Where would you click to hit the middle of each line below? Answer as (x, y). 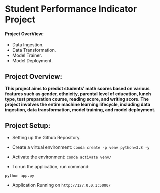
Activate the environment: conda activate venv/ (62, 157)
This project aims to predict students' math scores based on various (77, 89)
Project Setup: (28, 126)
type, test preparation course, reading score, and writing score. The (77, 99)
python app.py (20, 176)
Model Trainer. (27, 55)
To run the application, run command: (51, 167)
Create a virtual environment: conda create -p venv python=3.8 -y (81, 147)
